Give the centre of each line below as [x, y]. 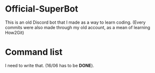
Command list [34, 52]
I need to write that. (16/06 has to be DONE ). [49, 65]
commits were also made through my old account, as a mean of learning [77, 27]
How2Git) [15, 32]
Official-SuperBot [42, 9]
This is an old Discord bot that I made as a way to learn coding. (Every [75, 22]
